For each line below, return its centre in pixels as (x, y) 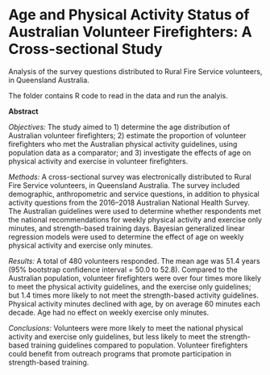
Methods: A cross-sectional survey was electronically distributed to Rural (130, 177)
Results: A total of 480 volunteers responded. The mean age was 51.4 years (134, 260)
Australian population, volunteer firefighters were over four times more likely (135, 278)
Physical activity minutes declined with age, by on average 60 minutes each (134, 303)
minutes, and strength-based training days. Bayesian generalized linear (127, 228)
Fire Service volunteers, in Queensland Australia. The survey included (124, 185)
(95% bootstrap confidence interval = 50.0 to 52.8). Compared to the (123, 269)
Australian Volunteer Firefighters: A (130, 32)
